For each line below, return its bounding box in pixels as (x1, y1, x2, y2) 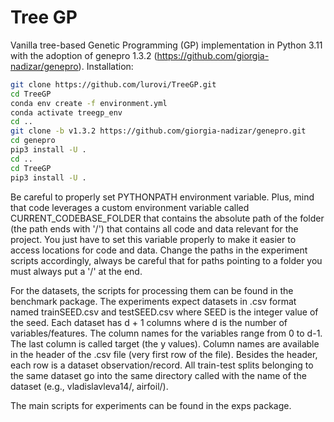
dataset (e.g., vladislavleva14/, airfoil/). (10, 380, 169, 392)
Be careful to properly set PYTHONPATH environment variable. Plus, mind (10, 191, 315, 203)
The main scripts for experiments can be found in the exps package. (10, 399, 292, 411)
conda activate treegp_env (10, 107, 123, 118)
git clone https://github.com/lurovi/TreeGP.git (10, 79, 217, 90)
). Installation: (78, 60, 134, 72)
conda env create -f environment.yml (10, 98, 168, 108)
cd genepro (10, 136, 56, 146)
